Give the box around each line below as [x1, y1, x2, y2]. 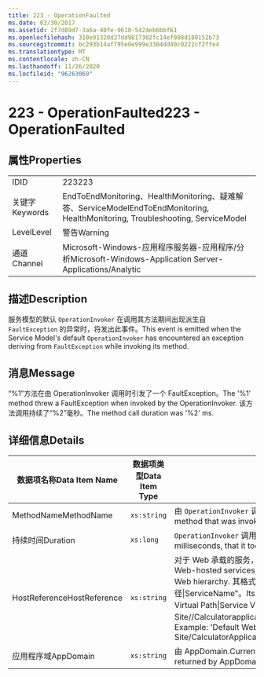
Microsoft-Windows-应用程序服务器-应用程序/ [62, 241, 237, 252]
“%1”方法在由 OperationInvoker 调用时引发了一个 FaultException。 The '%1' [8, 389, 251, 398]
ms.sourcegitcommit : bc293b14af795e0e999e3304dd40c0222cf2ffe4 [8, 41, 220, 49]
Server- [193, 253, 224, 264]
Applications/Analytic [62, 264, 141, 275]
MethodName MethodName [12, 510, 113, 521]
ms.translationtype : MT [8, 48, 86, 56]
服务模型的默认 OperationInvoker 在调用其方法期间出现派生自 [8, 315, 207, 324]
